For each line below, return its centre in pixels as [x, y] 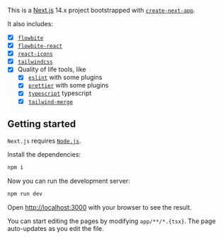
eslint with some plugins [65, 78]
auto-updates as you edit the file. [56, 229]
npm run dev [25, 194]
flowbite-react [40, 46]
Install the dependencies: [44, 155]
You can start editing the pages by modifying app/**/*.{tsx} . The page [111, 221]
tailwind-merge [50, 102]
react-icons [35, 54]
